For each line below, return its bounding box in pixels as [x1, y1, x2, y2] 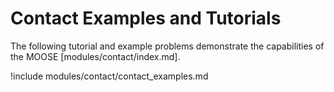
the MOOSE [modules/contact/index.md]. [10, 50, 181, 62]
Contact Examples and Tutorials [10, 7, 282, 30]
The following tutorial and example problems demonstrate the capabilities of [10, 40, 325, 52]
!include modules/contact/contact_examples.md [10, 70, 209, 82]
